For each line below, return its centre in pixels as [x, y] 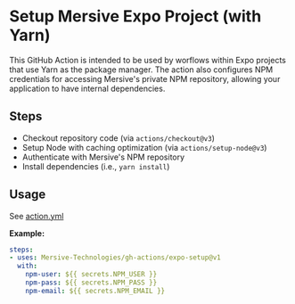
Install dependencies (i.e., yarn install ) [96, 166]
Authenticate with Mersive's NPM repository [103, 157]
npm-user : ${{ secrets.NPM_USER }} [91, 275]
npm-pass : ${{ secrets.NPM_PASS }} [91, 283]
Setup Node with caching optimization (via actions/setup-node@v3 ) [144, 147]
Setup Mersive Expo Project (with [135, 16]
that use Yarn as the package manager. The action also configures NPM [141, 70]
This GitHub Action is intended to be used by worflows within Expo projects [148, 60]
